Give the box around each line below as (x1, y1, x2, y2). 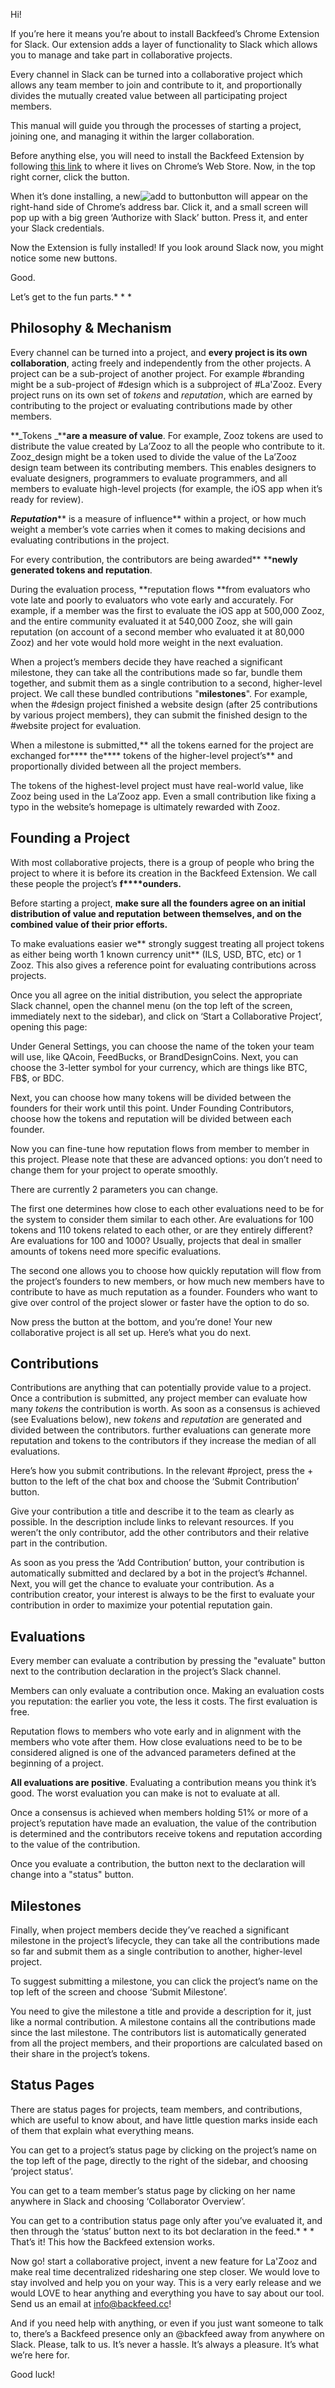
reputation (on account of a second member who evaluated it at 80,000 (10, 625, 305, 638)
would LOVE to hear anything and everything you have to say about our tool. (10, 2287, 325, 2299)
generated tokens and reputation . (10, 564, 153, 576)
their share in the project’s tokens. (10, 2048, 150, 2060)
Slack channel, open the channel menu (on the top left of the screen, (10, 999, 293, 1011)
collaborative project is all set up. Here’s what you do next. (10, 1326, 252, 1338)
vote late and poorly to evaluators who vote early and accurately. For (10, 594, 294, 606)
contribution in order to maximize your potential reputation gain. (10, 1599, 273, 1611)
